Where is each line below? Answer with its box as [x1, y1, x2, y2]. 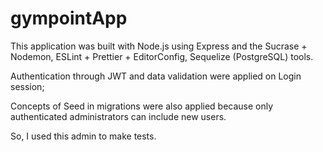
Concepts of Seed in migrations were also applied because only [10, 100, 274, 112]
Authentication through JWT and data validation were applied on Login [10, 70, 302, 82]
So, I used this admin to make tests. [10, 130, 157, 142]
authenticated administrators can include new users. [10, 110, 227, 122]
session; [10, 80, 45, 92]
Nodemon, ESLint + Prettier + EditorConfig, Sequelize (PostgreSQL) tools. [10, 50, 314, 62]
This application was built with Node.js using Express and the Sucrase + [10, 40, 308, 52]
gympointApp [10, 7, 128, 30]
